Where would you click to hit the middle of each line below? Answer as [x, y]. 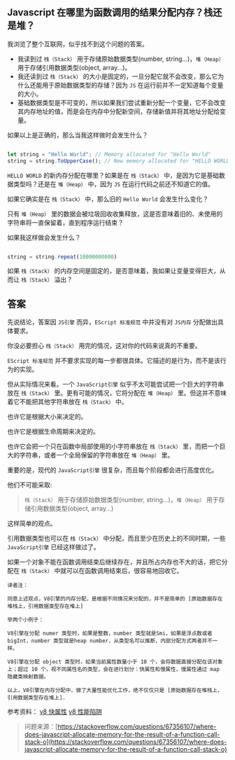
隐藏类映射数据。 [28, 677]
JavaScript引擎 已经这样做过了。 [54, 547]
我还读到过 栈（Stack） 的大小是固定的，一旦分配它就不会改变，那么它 [117, 76]
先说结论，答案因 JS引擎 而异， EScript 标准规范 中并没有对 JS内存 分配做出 [113, 322]
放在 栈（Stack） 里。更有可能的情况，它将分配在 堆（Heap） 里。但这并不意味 [117, 393]
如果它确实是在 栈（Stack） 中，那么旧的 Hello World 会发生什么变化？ [108, 199]
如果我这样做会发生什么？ [44, 237]
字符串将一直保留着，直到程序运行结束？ [65, 222]
